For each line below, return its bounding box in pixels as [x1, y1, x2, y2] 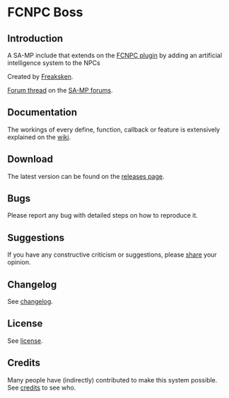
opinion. [7, 258, 31, 267]
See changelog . [7, 298, 53, 306]
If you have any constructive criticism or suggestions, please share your [7, 250, 217, 259]
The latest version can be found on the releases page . [7, 172, 165, 180]
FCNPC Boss [7, 4, 83, 21]
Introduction [7, 33, 64, 45]
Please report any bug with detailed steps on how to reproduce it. [7, 211, 198, 220]
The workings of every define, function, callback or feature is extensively [7, 125, 221, 134]
